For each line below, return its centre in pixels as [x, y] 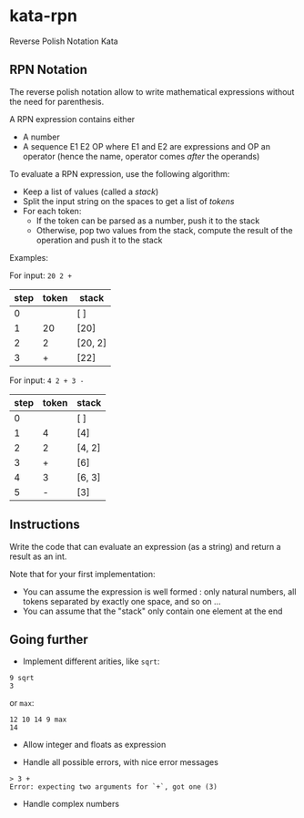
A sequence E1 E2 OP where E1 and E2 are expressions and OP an [147, 146]
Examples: [29, 257]
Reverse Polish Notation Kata [64, 41]
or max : [22, 703]
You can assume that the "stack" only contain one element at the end [152, 611]
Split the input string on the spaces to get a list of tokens [128, 201]
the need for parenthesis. [57, 101]
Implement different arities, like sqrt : [91, 661]
